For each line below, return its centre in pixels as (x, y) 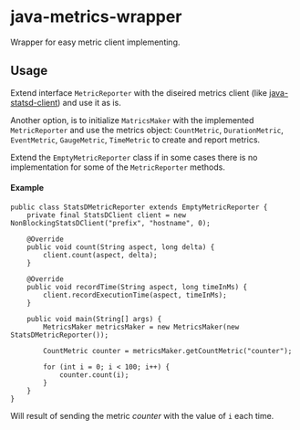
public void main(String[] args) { (94, 319)
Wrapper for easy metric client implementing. (95, 42)
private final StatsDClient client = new (106, 215)
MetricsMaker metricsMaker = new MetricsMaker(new (141, 327)
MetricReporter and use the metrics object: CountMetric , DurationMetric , (147, 130)
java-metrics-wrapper (96, 17)
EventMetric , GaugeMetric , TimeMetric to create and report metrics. (135, 140)
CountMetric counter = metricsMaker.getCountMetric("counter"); (168, 351)
